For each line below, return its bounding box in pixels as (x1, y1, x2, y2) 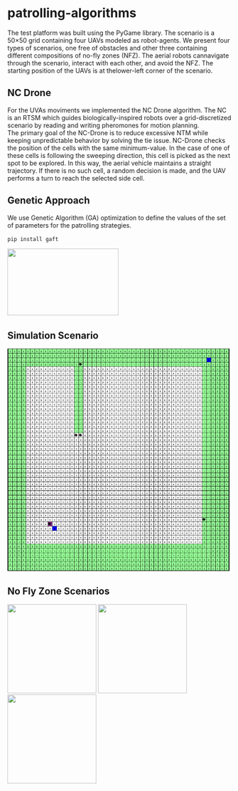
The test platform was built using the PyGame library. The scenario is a (7, 28, 215, 37)
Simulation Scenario (7, 329, 99, 341)
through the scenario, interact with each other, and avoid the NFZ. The (7, 58, 214, 67)
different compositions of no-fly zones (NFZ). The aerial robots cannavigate (7, 51, 229, 60)
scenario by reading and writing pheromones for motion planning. (7, 121, 200, 129)
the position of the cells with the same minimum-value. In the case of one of (7, 144, 230, 152)
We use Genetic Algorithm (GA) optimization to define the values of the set (7, 213, 226, 222)
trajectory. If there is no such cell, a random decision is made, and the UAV (7, 166, 226, 175)
